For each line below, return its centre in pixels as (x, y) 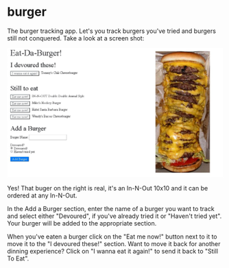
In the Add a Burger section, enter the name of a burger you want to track (111, 208)
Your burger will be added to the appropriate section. (82, 223)
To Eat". (18, 258)
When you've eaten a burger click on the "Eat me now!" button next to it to (112, 236)
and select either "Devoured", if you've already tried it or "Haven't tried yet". (114, 216)
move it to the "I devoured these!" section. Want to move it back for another (114, 243)
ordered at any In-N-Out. (42, 195)
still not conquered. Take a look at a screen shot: (76, 38)
